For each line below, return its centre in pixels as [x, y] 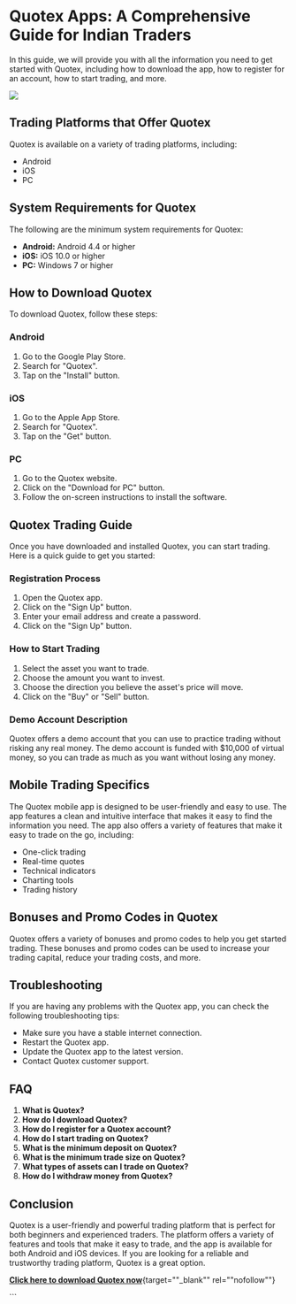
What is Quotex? [53, 1110]
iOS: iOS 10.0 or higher [64, 256]
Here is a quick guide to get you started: [82, 556]
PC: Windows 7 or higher [68, 265]
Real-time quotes [53, 861]
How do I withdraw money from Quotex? [97, 1176]
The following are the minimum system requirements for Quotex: [126, 229]
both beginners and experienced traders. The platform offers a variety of [142, 1235]
